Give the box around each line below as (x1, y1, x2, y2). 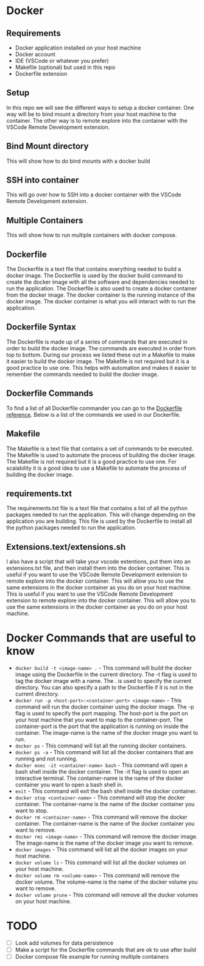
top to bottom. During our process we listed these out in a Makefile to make (6, 351, 195, 358)
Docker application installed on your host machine (15, 44, 141, 51)
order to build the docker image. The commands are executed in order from (6, 344, 196, 351)
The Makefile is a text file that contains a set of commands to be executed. (6, 445, 194, 452)
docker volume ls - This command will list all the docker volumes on (15, 859, 186, 867)
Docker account (15, 51, 56, 58)
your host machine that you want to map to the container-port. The (15, 716, 183, 724)
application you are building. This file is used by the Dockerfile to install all (6, 517, 192, 525)
